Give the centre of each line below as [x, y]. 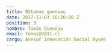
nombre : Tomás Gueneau [35, 28]
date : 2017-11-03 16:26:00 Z [43, 17]
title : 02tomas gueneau [36, 12]
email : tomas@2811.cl [33, 34]
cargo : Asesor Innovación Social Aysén [56, 39]
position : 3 [21, 23]
